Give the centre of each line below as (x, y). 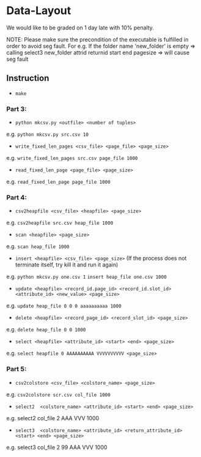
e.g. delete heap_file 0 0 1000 (46, 330)
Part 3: (16, 109)
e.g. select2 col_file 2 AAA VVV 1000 (53, 418)
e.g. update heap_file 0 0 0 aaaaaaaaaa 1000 (64, 306)
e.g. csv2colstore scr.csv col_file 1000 (59, 394)
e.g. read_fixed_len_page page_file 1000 (59, 182)
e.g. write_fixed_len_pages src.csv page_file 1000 (72, 158)
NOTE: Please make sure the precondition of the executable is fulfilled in (97, 39)
